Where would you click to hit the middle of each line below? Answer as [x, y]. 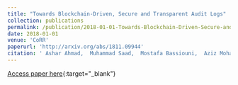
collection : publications [45, 21]
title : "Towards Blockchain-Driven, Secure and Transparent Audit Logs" [117, 14]
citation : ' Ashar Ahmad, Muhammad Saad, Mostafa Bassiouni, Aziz [112, 54]
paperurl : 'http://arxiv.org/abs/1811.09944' [75, 47]
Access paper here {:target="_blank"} [62, 73]
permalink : [23, 27]
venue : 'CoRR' [28, 40]
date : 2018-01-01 [33, 34]
